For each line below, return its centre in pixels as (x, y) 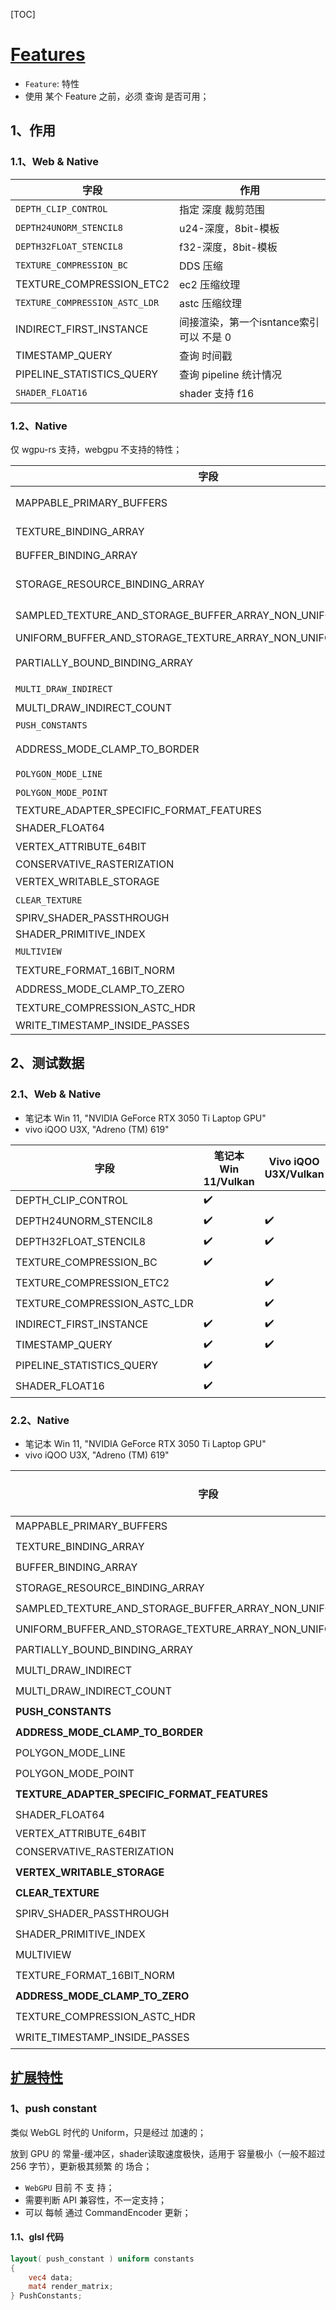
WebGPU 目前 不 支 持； (69, 2187)
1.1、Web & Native (55, 162)
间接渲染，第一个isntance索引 (249, 322)
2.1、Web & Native (56, 1094)
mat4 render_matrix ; (71, 2287)
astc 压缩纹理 (210, 303)
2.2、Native (40, 1420)
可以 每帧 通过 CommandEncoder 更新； (108, 2212)
